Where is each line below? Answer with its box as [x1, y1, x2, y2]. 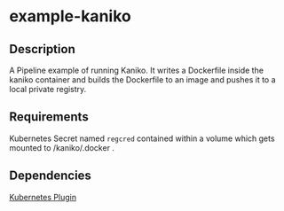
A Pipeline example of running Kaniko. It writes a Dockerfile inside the [9, 65, 264, 75]
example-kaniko [9, 6, 131, 27]
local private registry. [9, 84, 87, 94]
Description [9, 42, 75, 57]
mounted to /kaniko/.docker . [9, 142, 115, 152]
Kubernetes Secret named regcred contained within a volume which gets [9, 133, 275, 144]
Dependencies [9, 168, 91, 184]
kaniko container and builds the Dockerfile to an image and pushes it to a [9, 74, 277, 85]
